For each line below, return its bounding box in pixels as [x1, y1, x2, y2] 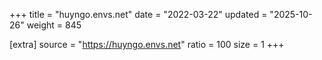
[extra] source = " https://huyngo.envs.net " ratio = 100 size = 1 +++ [9, 39, 285, 50]
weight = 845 [26, 19, 82, 31]
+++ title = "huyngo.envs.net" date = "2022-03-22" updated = [9, 9, 268, 20]
